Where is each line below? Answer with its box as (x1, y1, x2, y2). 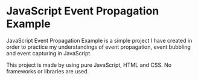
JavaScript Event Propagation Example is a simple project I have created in (6, 37, 193, 44)
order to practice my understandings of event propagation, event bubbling (6, 43, 191, 51)
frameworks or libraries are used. (6, 67, 89, 75)
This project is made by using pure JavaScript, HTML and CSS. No (6, 61, 172, 69)
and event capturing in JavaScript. (6, 49, 92, 57)
